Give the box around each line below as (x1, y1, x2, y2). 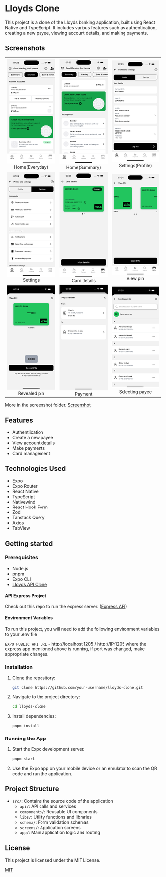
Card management (12, 451, 50, 457)
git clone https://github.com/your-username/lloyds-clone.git (12, 685, 143, 690)
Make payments (12, 445, 45, 451)
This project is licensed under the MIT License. (5, 857, 101, 863)
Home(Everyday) (14, 164, 49, 170)
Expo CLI (12, 576, 31, 582)
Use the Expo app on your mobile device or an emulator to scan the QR (12, 765, 157, 772)
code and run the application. (12, 771, 73, 777)
